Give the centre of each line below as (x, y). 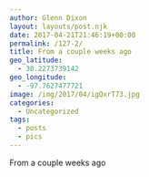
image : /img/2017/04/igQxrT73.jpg (75, 94)
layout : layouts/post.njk (58, 26)
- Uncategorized (48, 111)
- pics (30, 137)
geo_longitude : (38, 78)
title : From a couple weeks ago (70, 52)
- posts (32, 129)
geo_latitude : (36, 60)
